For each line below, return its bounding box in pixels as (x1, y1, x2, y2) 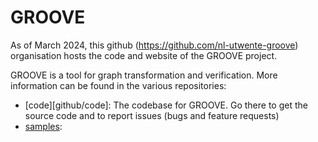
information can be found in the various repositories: (10, 79, 227, 91)
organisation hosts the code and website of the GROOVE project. (10, 49, 278, 61)
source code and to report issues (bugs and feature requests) (24, 109, 280, 121)
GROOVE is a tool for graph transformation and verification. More (10, 69, 278, 81)
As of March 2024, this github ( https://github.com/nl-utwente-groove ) (10, 39, 299, 51)
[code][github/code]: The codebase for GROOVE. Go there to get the (24, 99, 308, 111)
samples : (24, 120, 63, 132)
